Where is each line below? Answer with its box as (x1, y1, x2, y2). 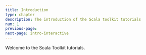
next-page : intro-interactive (5, 31, 69, 36)
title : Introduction (5, 7, 49, 13)
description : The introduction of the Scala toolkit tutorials (5, 17, 141, 22)
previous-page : (5, 26, 37, 31)
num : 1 (5, 21, 19, 27)
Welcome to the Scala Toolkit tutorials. (5, 45, 85, 50)
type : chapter (5, 12, 35, 17)
